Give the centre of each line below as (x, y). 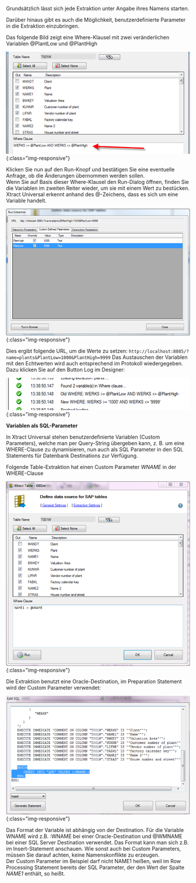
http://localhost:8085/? (159, 351)
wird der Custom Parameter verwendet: (53, 687)
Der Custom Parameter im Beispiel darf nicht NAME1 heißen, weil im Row (94, 861)
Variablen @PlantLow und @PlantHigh (52, 44)
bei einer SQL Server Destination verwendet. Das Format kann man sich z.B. (97, 843)
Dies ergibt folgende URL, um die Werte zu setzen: (67, 351)
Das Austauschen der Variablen (150, 357)
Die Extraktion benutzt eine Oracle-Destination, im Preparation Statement (94, 681)
